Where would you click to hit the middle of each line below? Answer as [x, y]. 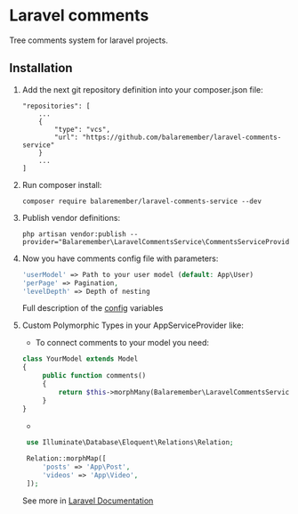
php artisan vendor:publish [74, 234]
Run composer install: [62, 184]
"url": [67, 137]
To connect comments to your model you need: [122, 343]
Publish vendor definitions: [71, 217]
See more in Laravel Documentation [88, 501]
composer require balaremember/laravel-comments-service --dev [142, 201]
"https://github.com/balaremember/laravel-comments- [182, 137]
